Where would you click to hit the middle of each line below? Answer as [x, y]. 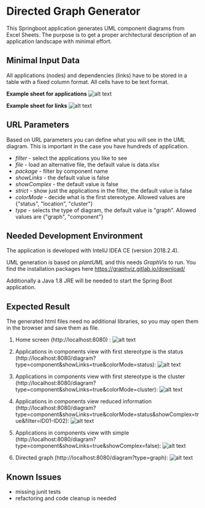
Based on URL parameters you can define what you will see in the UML [96, 140]
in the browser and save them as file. [53, 328]
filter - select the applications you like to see [71, 158]
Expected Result [38, 307]
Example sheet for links [37, 105]
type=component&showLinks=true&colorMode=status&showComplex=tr [107, 414]
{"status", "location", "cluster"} [54, 203]
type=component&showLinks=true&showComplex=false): [88, 446]
